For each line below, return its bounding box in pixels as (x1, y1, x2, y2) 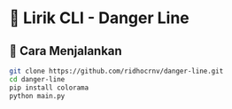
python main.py (9, 91, 66, 100)
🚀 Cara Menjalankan (9, 43, 122, 58)
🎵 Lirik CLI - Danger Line (9, 8, 190, 28)
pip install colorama (9, 83, 89, 92)
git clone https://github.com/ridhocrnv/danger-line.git (9, 66, 224, 75)
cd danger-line (9, 74, 66, 83)
